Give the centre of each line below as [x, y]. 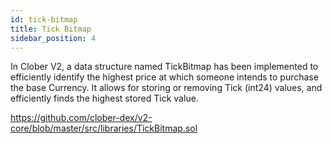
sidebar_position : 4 [53, 38]
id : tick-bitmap [44, 19]
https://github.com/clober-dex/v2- [81, 118]
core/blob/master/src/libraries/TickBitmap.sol [104, 128]
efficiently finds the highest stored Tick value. [104, 98]
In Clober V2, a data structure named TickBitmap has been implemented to [164, 67]
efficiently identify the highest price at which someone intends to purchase [164, 77]
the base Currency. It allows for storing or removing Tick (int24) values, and [166, 88]
